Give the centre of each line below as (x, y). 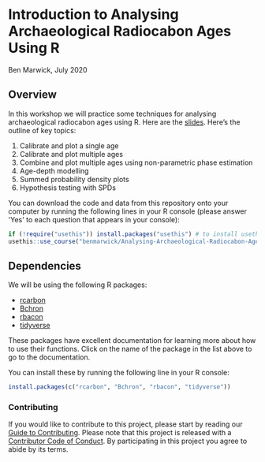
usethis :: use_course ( (44, 241)
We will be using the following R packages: (78, 285)
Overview (33, 95)
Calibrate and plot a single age (69, 145)
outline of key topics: (42, 130)
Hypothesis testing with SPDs (68, 188)
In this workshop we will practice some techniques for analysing (112, 114)
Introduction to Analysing (93, 15)
